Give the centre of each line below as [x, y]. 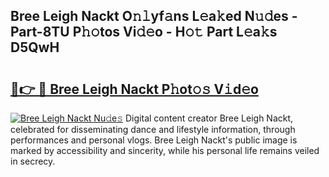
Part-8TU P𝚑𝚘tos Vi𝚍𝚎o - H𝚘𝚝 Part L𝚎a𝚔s [144, 32]
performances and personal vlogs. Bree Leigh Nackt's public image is [154, 140]
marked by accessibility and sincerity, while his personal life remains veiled [165, 150]
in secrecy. [33, 161]
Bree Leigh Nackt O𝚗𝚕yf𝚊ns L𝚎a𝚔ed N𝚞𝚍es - [154, 16]
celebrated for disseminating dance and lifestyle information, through [153, 129]
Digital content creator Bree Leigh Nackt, [209, 118]
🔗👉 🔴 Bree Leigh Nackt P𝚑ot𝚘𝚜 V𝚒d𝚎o [134, 89]
